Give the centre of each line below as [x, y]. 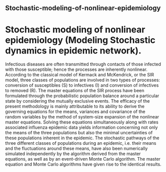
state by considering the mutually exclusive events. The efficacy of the [78, 101]
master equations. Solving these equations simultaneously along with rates [82, 122]
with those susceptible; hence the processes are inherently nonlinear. [76, 69]
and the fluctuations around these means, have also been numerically [77, 149]
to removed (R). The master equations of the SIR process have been [75, 91]
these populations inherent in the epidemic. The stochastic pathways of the [83, 138]
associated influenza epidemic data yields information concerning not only [82, 127]
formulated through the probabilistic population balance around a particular [82, 96]
